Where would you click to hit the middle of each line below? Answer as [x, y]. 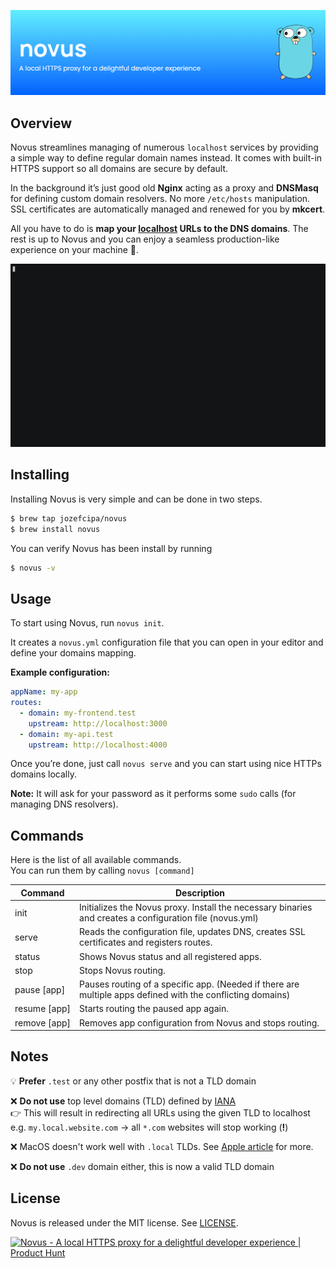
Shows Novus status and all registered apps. [170, 956]
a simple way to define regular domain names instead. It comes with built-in [166, 158]
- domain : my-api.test [66, 734]
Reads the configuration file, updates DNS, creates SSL [192, 932]
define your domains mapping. [73, 653]
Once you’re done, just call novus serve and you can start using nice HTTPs [166, 764]
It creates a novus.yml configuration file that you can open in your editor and [167, 642]
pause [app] [40, 989]
